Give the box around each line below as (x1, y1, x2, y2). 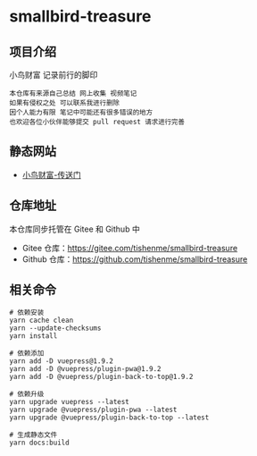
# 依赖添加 (9, 349, 45, 359)
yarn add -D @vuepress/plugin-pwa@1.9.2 (9, 365, 162, 374)
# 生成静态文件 (9, 431, 58, 440)
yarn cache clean (9, 316, 74, 325)
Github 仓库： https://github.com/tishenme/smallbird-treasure (21, 253, 248, 265)
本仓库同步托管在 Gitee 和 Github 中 (9, 224, 140, 234)
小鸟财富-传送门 (21, 169, 82, 180)
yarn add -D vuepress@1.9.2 (9, 357, 114, 366)
